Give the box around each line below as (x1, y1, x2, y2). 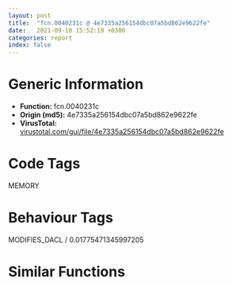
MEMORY (8, 181, 40, 191)
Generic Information (8, 75, 144, 94)
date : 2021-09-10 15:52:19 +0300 (8, 26, 126, 34)
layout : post (8, 11, 51, 20)
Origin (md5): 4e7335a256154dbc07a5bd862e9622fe (19, 110, 198, 120)
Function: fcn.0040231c (19, 102, 100, 111)
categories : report (8, 33, 73, 42)
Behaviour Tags (8, 209, 113, 227)
